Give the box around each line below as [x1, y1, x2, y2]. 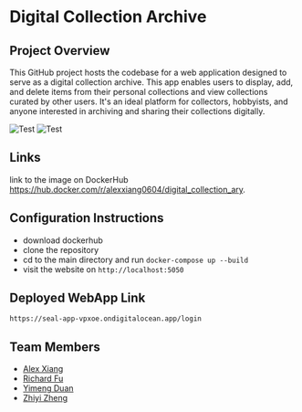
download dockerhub [22, 235, 103, 246]
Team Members [9, 339, 100, 354]
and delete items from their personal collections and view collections [9, 87, 268, 97]
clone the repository [22, 244, 99, 255]
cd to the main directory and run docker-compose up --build [22, 254, 249, 265]
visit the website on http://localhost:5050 [22, 263, 184, 275]
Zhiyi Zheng [22, 393, 68, 404]
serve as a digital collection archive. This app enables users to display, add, [9, 77, 294, 88]
